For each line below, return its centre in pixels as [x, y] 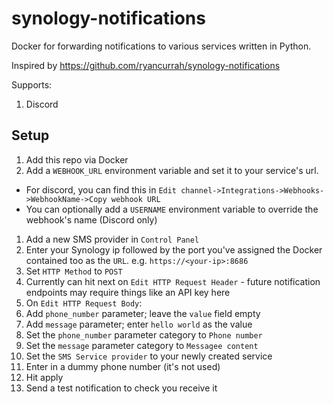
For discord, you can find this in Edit [101, 189]
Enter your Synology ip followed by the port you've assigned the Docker [174, 249]
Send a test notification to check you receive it [121, 388]
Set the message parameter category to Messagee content [142, 345]
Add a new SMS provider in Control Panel [112, 239]
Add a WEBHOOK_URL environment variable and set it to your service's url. [172, 170]
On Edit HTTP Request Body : [84, 303]
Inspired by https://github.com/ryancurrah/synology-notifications [146, 65]
